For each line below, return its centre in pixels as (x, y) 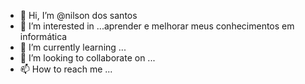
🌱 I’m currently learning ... (73, 47)
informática (43, 36)
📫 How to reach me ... (66, 69)
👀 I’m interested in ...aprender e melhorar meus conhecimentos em (157, 26)
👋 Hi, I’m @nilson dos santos (78, 15)
